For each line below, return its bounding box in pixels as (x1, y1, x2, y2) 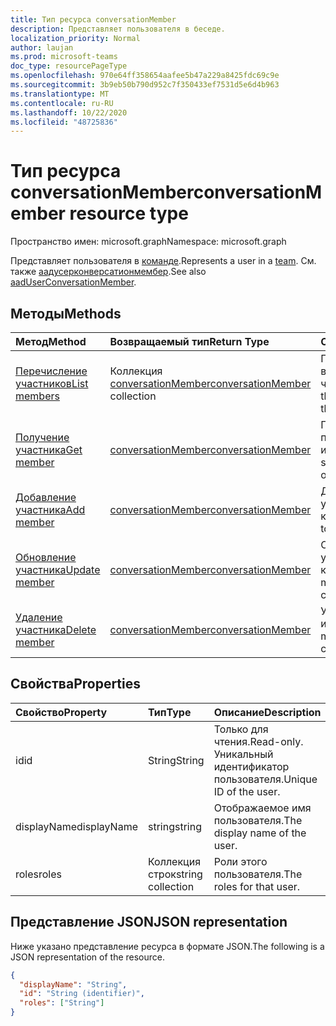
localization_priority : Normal (10, 33, 141, 43)
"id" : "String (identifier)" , (19, 989, 145, 999)
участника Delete (15, 623, 97, 636)
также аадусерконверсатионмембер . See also (10, 266, 207, 278)
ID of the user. (213, 784, 281, 798)
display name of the (213, 826, 307, 840)
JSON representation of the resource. (10, 951, 166, 963)
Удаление (15, 611, 63, 624)
